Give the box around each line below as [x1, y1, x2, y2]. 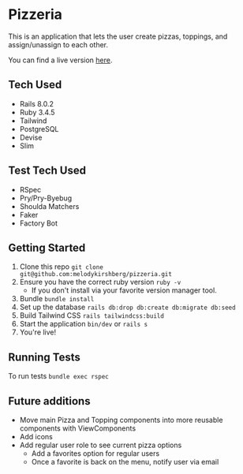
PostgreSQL [19, 124, 59, 133]
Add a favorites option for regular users [31, 449, 160, 458]
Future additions [8, 394, 91, 408]
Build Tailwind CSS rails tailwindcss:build [19, 311, 164, 320]
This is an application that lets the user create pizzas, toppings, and [8, 32, 228, 41]
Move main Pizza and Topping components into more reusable [19, 416, 223, 424]
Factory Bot [19, 218, 58, 228]
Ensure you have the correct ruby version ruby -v [19, 278, 181, 287]
